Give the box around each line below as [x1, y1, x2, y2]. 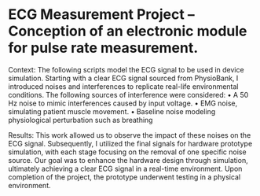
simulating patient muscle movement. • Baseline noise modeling [8, 106, 216, 116]
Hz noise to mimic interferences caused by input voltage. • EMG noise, [8, 98, 238, 108]
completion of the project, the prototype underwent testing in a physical [8, 172, 241, 182]
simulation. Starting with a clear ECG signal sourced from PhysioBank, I [8, 73, 239, 83]
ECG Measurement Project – [8, 6, 195, 24]
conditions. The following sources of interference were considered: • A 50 [8, 90, 249, 99]
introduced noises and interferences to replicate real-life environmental [8, 81, 239, 91]
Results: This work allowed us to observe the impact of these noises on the [8, 130, 251, 139]
